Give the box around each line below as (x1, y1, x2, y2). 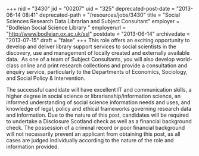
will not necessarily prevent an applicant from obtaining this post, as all (6, 130, 181, 138)
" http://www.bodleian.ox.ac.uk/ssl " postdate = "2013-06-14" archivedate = (6, 30, 191, 38)
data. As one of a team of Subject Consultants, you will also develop (6, 56, 175, 63)
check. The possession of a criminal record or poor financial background (6, 124, 185, 131)
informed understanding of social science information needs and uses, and (6, 99, 191, 106)
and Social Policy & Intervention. (6, 74, 85, 82)
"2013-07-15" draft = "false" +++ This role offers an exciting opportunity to (6, 37, 190, 43)
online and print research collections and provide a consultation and (20, 62, 188, 69)
